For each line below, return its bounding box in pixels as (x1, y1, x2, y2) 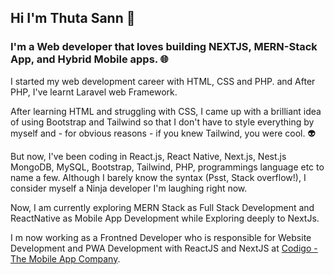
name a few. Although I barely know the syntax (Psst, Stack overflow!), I (10, 171, 307, 183)
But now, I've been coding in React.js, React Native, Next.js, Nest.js (10, 150, 287, 162)
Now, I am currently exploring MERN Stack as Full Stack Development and (10, 201, 315, 213)
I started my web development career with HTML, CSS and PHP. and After (10, 75, 316, 87)
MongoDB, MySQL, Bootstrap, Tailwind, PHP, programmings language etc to (10, 161, 325, 173)
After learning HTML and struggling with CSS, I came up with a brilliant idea (10, 105, 322, 117)
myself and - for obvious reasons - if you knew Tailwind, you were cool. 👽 (10, 127, 317, 139)
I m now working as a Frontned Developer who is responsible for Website (10, 231, 312, 243)
